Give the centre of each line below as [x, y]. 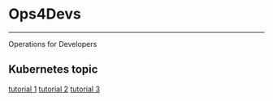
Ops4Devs [45, 14]
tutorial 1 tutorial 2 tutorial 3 [54, 89]
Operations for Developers [53, 44]
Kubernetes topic [53, 69]
